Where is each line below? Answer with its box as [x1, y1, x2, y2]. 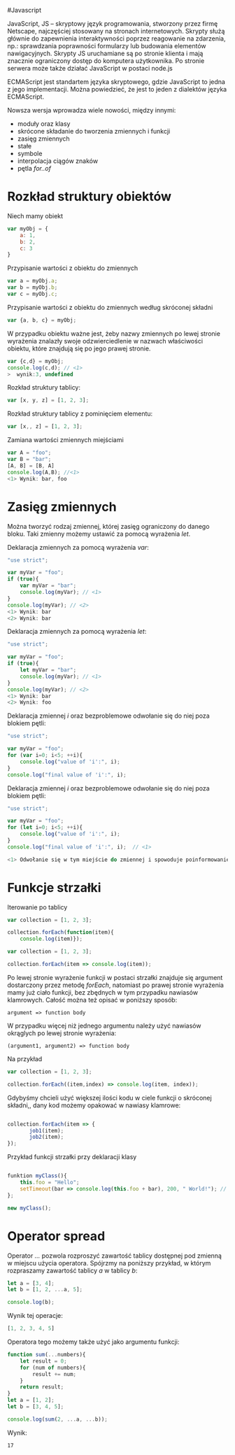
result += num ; [32, 1370, 77, 1377]
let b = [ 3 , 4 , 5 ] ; [7, 1403, 64, 1410]
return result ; [20, 1384, 64, 1391]
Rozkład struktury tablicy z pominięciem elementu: [7, 409, 153, 418]
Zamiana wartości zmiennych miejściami [7, 436, 124, 444]
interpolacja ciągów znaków [17, 157, 99, 165]
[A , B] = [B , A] [7, 462, 55, 469]
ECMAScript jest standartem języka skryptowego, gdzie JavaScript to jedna [7, 78, 226, 86]
